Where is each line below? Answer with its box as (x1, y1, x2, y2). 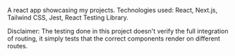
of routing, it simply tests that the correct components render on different (7, 34, 221, 43)
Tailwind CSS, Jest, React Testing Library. (7, 13, 129, 22)
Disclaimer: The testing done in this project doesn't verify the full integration (7, 27, 229, 35)
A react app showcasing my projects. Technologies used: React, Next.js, (7, 6, 217, 14)
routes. (7, 42, 28, 50)
